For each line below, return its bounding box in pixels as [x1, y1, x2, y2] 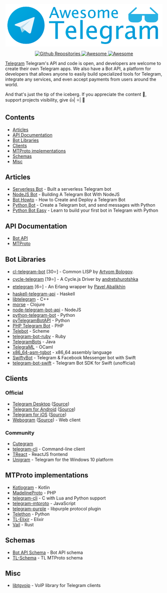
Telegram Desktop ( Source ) [12, 401, 70, 407]
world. [5, 82, 18, 88]
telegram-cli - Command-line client [12, 446, 85, 452]
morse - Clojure [12, 301, 45, 307]
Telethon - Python [12, 511, 50, 517]
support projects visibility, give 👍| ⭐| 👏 [5, 97, 85, 103]
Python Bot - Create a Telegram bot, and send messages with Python [12, 202, 155, 208]
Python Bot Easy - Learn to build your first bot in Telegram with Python [12, 207, 158, 214]
